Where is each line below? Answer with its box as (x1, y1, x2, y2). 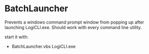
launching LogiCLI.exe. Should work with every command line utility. (4, 24, 142, 30)
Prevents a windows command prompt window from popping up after (4, 19, 145, 25)
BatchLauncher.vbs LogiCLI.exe (11, 43, 76, 49)
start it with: (4, 34, 29, 40)
